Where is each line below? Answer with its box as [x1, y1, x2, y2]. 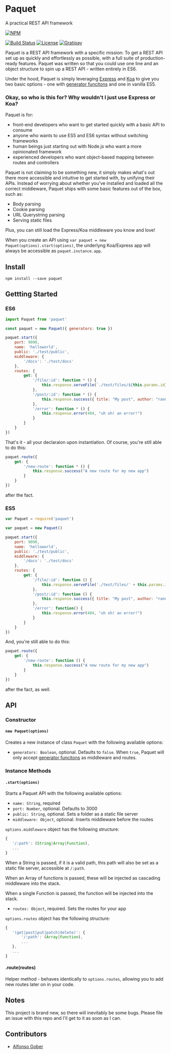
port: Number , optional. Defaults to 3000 [12, 806, 98, 812]
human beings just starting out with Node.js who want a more [12, 143, 141, 149]
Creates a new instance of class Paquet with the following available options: [5, 740, 164, 746]
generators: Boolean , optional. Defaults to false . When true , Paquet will [12, 749, 164, 755]
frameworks [12, 138, 38, 144]
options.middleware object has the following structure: [5, 826, 120, 832]
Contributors [5, 1030, 47, 1039]
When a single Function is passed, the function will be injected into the [5, 890, 154, 896]
